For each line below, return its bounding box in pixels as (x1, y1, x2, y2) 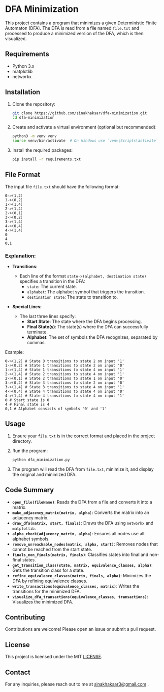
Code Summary (5, 486, 54, 494)
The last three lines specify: (19, 313, 76, 320)
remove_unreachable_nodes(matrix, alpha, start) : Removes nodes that (12, 541, 158, 547)
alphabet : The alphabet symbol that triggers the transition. (27, 289, 145, 295)
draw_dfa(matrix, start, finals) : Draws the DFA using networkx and (12, 520, 154, 526)
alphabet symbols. (12, 536, 50, 542)
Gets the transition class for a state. (12, 567, 85, 573)
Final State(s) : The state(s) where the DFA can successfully (27, 324, 149, 330)
